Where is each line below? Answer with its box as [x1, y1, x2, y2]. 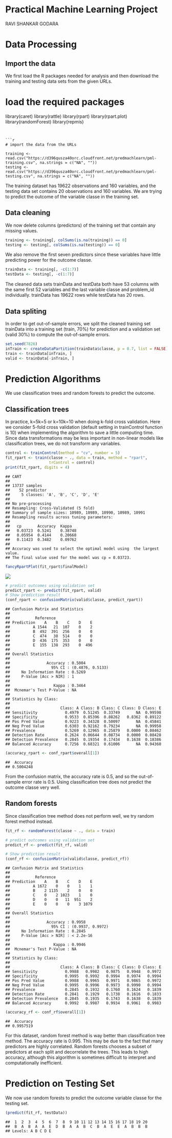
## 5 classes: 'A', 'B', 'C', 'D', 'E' [5, 492, 100, 497]
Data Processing [5, 39, 77, 50]
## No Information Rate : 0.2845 [5, 929, 86, 934]
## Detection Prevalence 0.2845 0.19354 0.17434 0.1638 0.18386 [5, 737, 161, 743]
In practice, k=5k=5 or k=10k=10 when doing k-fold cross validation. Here [5, 419, 160, 425]
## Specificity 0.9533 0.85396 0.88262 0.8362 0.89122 [5, 715, 161, 720]
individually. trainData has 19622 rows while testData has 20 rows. [5, 292, 145, 298]
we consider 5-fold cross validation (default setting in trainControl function [5, 424, 163, 430]
